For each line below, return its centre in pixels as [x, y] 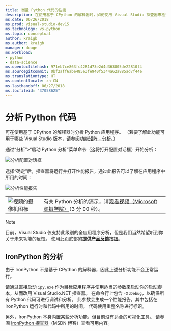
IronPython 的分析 [34, 256]
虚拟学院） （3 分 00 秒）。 [73, 209]
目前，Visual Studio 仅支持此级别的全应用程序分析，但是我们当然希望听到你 [84, 233]
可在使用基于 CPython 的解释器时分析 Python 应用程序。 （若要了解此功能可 [85, 132]
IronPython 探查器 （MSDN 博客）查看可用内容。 [62, 323]
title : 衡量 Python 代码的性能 [36, 10]
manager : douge [21, 48]
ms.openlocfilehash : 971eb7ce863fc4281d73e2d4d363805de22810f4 [74, 67]
